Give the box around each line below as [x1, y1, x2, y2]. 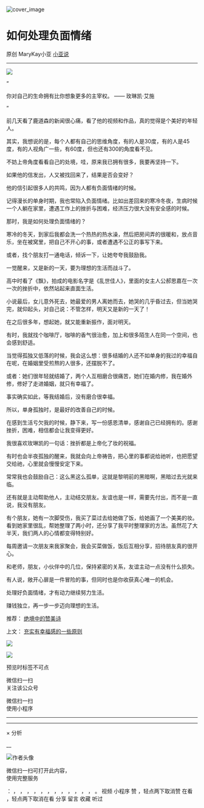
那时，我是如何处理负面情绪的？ [6, 217, 86, 225]
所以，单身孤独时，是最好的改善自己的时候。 [6, 406, 118, 413]
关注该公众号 [6, 684, 38, 692]
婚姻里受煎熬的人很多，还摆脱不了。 [27, 359, 118, 366]
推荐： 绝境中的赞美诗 [6, 615, 61, 622]
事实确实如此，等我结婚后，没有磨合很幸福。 [6, 393, 118, 400]
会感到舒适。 [6, 338, 38, 346]
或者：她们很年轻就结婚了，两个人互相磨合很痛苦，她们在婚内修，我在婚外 [6, 372, 192, 379]
